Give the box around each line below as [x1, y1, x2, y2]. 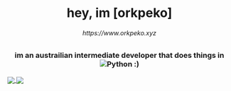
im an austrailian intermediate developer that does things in [14, 51, 225, 61]
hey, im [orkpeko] [66, 5, 173, 21]
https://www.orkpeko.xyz [82, 28, 157, 37]
